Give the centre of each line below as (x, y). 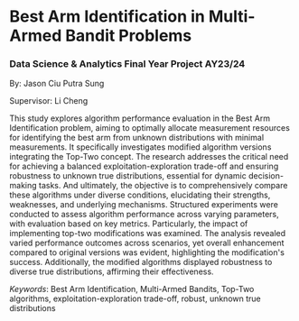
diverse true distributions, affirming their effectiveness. (112, 271)
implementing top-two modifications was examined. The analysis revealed (148, 234)
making (23, 186)
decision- (266, 176)
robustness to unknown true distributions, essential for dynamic (128, 176)
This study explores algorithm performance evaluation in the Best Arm (140, 118)
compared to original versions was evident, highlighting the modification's (147, 252)
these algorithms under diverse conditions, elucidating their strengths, (140, 195)
